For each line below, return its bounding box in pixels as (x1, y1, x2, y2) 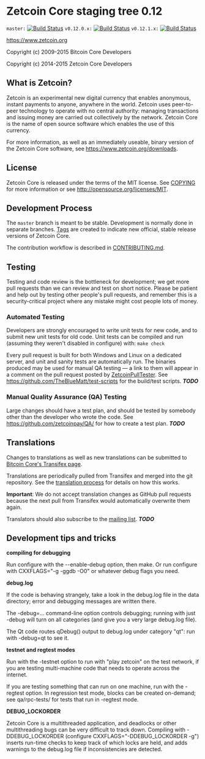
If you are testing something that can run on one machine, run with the (6, 683, 184, 691)
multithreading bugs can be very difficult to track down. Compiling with (6, 726, 185, 733)
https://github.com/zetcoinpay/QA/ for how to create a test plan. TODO (6, 420, 185, 427)
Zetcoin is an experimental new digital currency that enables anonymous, (6, 94, 191, 102)
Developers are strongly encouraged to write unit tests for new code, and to (6, 327, 198, 334)
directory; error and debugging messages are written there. (6, 598, 157, 605)
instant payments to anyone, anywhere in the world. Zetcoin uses (6, 100, 171, 108)
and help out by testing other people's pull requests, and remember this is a (6, 291, 197, 298)
